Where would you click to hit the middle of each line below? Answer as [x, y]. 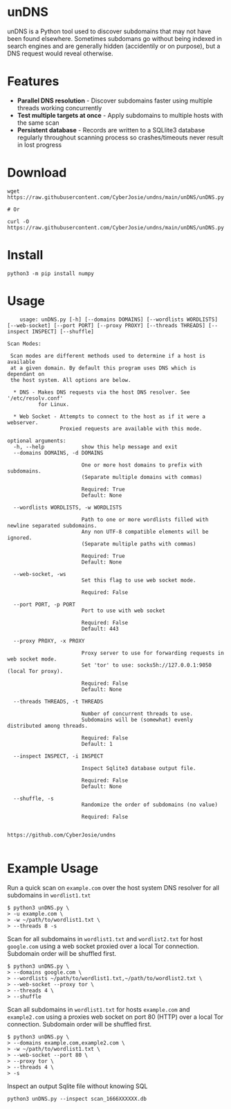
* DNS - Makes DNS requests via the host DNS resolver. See [102, 392]
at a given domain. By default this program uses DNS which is [103, 368]
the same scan [38, 123]
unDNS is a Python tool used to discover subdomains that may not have [109, 31]
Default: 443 [100, 629]
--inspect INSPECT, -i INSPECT [58, 756]
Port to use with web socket [123, 611]
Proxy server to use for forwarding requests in [153, 653]
